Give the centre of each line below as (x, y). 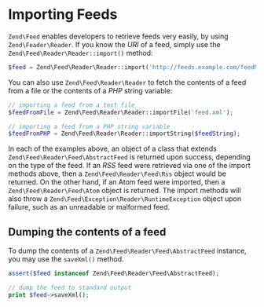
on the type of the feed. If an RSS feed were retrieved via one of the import (129, 166)
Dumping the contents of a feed (87, 232)
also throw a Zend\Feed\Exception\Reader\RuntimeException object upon (125, 199)
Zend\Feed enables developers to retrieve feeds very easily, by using (119, 36)
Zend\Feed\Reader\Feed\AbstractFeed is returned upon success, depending (130, 157)
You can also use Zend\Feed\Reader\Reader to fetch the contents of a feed (127, 82)
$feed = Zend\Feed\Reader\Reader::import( (79, 67)
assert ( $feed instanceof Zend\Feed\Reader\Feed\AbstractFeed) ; (114, 274)
